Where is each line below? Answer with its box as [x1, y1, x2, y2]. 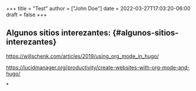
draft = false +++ [6, 11, 47, 18]
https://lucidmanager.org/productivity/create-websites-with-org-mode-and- [6, 64, 190, 71]
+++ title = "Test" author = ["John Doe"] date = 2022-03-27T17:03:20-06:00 [6, 5, 191, 12]
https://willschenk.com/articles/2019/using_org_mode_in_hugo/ [6, 52, 159, 60]
